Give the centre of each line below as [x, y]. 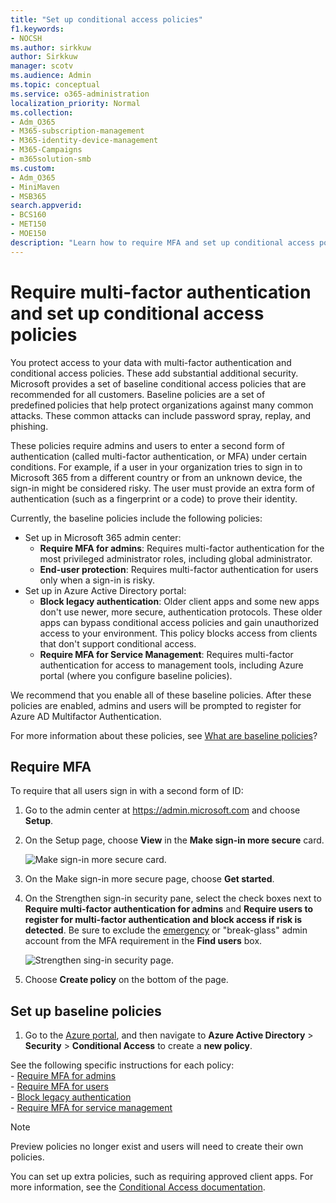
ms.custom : [33, 168]
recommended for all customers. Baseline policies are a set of [138, 394]
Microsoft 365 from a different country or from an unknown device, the [156, 477]
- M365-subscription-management [77, 131]
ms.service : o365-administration [80, 94]
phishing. [29, 426]
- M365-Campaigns [46, 150]
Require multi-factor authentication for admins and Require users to [169, 909]
